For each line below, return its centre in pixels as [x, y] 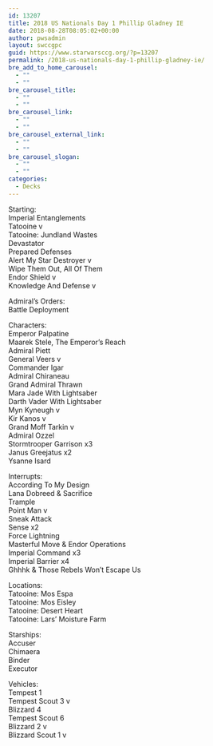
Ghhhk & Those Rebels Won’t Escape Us [75, 569]
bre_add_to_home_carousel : [53, 68]
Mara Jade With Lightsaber [53, 393]
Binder [19, 660]
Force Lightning [34, 535]
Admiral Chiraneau [39, 375]
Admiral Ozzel [31, 435]
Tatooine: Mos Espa [41, 593]
